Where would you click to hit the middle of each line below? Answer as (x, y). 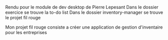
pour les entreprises (26, 32)
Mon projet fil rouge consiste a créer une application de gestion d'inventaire (84, 27)
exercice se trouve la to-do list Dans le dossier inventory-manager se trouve (84, 12)
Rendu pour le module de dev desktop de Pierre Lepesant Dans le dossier (82, 7)
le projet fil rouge (23, 18)
